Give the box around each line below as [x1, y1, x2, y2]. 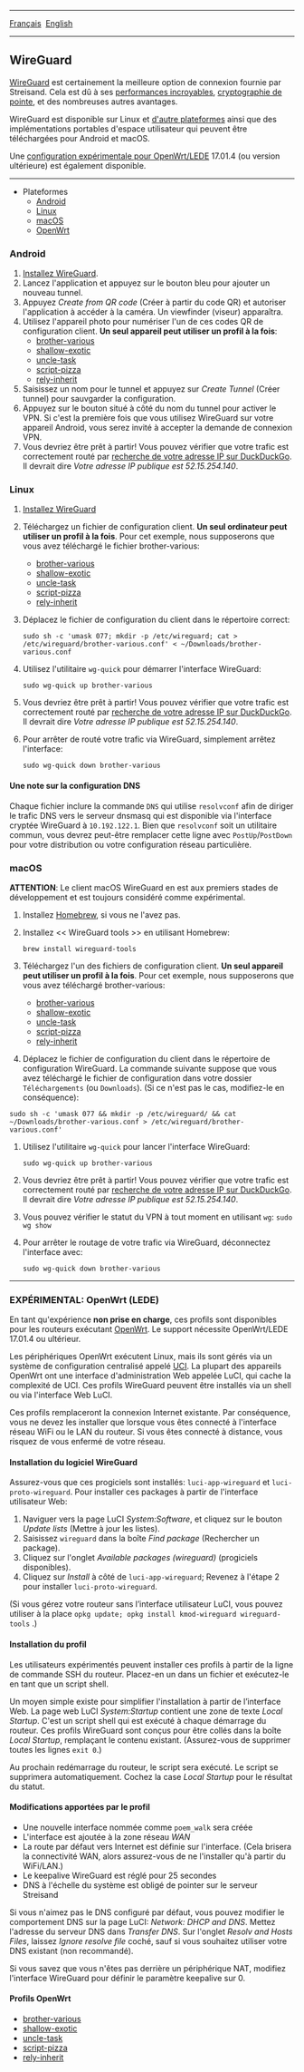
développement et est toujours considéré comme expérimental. [9, 891, 246, 902]
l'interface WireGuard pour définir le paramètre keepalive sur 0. [9, 1972, 246, 1983]
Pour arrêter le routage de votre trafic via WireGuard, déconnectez [22, 1237, 271, 1248]
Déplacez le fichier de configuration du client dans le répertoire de [22, 1053, 271, 1064]
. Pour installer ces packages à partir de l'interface [70, 1486, 259, 1497]
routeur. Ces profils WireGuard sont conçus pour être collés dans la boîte [9, 1725, 282, 1736]
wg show [22, 1221, 52, 1230]
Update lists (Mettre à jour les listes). [22, 1523, 160, 1534]
